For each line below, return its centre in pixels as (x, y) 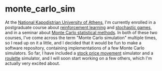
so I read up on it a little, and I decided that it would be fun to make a (73, 43)
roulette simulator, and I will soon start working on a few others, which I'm (79, 58)
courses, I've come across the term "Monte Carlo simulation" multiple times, (81, 38)
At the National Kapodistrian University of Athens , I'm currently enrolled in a (81, 22)
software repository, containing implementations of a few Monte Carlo (75, 48)
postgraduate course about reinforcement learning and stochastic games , (79, 27)
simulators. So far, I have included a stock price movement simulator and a (79, 53)
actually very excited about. (33, 63)
